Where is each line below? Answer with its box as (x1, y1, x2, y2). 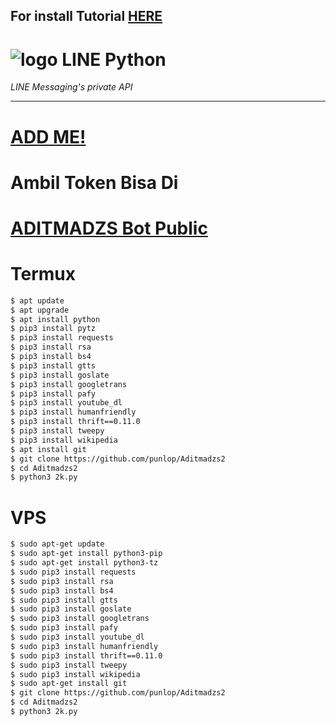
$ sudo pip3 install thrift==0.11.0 (10, 650, 163, 661)
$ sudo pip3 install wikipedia (10, 669, 141, 679)
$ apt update (10, 295, 65, 306)
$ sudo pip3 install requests (10, 567, 137, 577)
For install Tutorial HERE (10, 8, 163, 25)
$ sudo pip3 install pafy (10, 623, 118, 633)
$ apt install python (10, 314, 101, 324)
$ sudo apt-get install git (10, 679, 128, 689)
